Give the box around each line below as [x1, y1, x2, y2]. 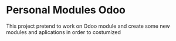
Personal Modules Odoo [6, 3, 126, 17]
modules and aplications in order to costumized [6, 28, 121, 35]
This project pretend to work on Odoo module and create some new [6, 23, 170, 29]
